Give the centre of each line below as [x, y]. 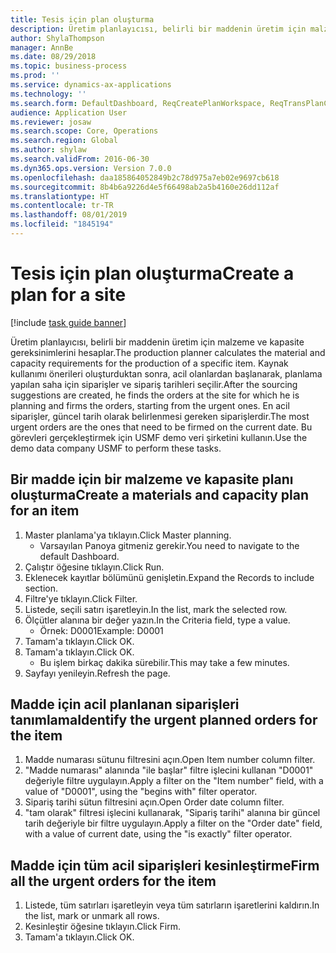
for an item [45, 511]
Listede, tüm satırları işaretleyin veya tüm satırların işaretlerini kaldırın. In [172, 905]
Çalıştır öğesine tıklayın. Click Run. [94, 567]
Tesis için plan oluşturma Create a [152, 273]
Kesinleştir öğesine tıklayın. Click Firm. [103, 927]
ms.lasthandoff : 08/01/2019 [69, 215]
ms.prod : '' [35, 76]
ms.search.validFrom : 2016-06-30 [80, 159]
